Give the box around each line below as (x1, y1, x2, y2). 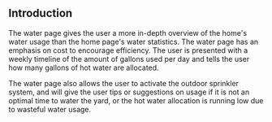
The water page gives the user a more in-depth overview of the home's (8, 28, 248, 37)
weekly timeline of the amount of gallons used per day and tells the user (8, 54, 250, 63)
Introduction (8, 7, 73, 20)
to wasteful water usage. (8, 104, 92, 114)
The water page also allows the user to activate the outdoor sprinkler (8, 78, 240, 88)
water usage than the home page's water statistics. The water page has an (8, 37, 259, 46)
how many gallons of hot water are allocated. (8, 63, 160, 72)
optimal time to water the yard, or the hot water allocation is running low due (8, 95, 264, 105)
